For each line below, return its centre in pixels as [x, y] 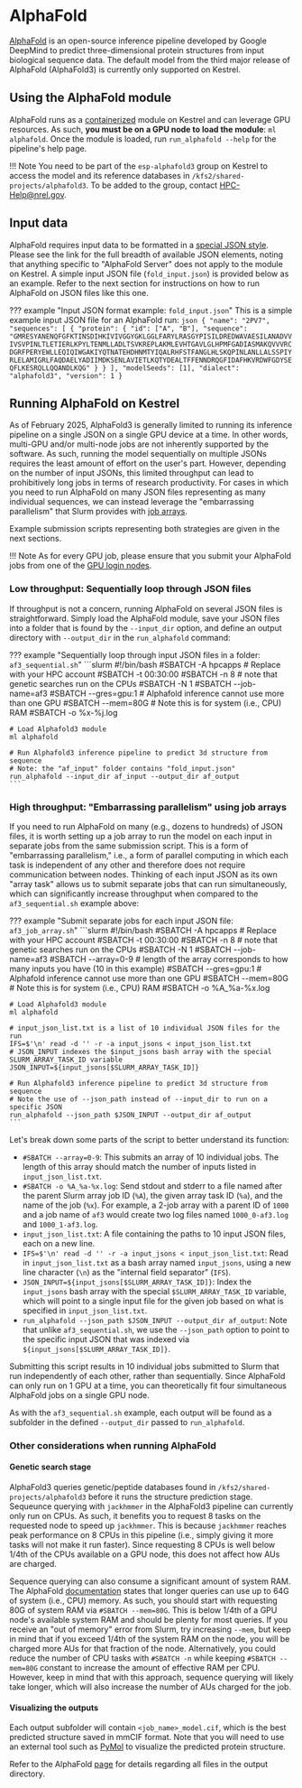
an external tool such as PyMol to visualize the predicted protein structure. [147, 1746]
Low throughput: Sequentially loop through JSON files [130, 589]
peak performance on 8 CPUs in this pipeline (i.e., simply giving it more [142, 1535]
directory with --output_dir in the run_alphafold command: [120, 637]
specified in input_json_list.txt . [85, 1311]
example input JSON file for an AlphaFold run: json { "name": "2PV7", [140, 320]
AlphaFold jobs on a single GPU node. [80, 1394]
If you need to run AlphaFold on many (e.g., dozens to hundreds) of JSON [146, 826]
